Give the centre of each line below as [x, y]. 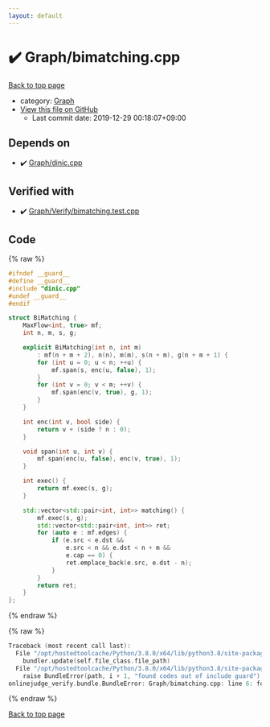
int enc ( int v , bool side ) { [72, 422]
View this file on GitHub [59, 109]
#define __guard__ [39, 281]
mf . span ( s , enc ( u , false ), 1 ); [104, 370]
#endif [19, 304]
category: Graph [47, 101]
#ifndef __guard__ [39, 274]
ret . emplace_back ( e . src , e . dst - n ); [129, 563]
